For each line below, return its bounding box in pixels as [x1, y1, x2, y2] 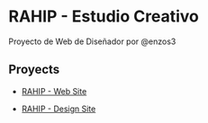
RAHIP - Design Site [21, 103, 96, 114]
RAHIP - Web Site [21, 85, 87, 96]
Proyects [8, 62, 60, 77]
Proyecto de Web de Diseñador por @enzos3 [8, 36, 176, 47]
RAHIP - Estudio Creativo [8, 6, 199, 27]
